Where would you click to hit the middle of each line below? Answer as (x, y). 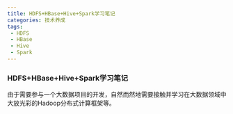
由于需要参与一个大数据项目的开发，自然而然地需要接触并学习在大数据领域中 (117, 95)
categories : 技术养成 (37, 20)
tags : (15, 26)
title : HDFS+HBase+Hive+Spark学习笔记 (62, 14)
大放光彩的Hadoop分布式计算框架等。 (62, 103)
